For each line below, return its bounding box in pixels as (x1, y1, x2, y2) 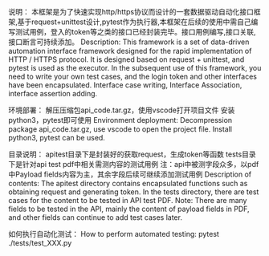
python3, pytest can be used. (8, 133, 106, 142)
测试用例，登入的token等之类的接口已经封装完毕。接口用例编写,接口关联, (14, 27, 256, 36)
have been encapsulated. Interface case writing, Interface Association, (8, 80, 243, 90)
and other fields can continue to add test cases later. (8, 213, 183, 222)
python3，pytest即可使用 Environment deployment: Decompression (8, 116, 233, 124)
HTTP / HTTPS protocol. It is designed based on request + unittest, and (8, 55, 245, 64)
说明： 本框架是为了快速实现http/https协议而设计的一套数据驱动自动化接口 (8, 7, 255, 16)
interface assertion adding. (8, 89, 98, 98)
